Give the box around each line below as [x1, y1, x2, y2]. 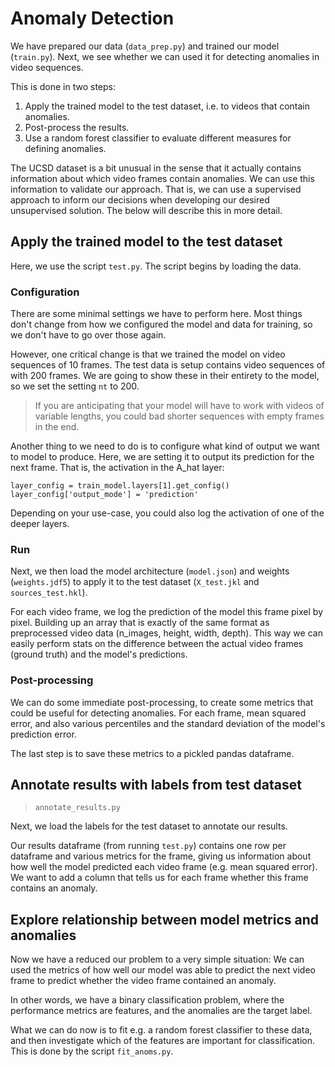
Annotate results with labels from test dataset [10, 777, 302, 794]
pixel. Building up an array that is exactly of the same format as [10, 617, 270, 629]
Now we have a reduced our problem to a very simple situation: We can [10, 953, 305, 966]
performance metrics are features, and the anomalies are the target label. [10, 1005, 313, 1017]
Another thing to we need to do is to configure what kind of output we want [10, 440, 320, 452]
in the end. [34, 421, 80, 433]
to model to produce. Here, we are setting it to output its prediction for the [10, 451, 315, 463]
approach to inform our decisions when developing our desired [10, 193, 270, 206]
